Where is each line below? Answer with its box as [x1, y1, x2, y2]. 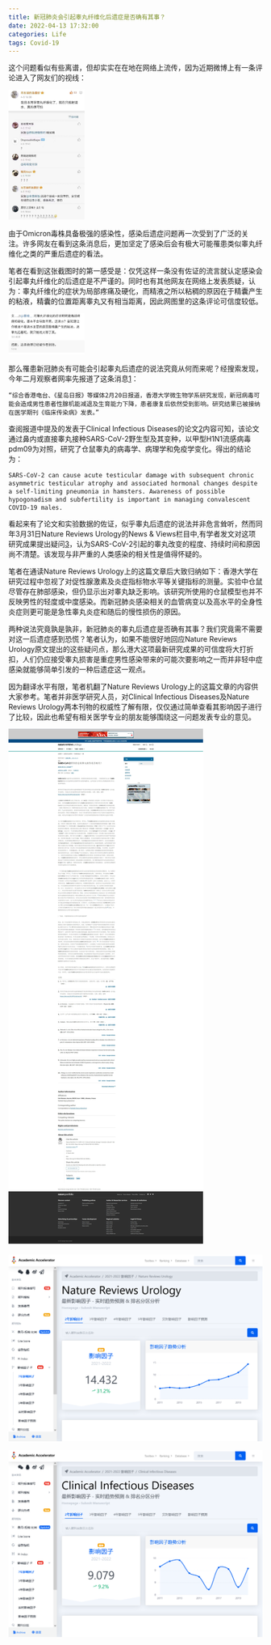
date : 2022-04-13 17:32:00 [8, 21, 99, 30]
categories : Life [8, 30, 67, 38]
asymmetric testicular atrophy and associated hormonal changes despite [8, 479, 258, 487]
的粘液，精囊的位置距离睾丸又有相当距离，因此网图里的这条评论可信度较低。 [8, 296, 263, 306]
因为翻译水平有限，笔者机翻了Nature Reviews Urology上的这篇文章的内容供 [8, 681, 259, 691]
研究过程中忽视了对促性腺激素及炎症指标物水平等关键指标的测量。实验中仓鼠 [8, 576, 263, 586]
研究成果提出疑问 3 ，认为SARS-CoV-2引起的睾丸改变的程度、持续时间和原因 [8, 539, 261, 549]
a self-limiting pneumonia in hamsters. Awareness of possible [8, 487, 226, 495]
